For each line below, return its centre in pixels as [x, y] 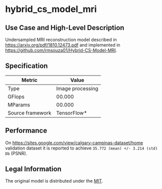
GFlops [16, 96]
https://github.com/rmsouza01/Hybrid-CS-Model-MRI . [61, 50]
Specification [26, 66]
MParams [19, 104]
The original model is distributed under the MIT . [54, 181]
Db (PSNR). [16, 153]
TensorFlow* [72, 112]
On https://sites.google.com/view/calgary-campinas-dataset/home [74, 142]
